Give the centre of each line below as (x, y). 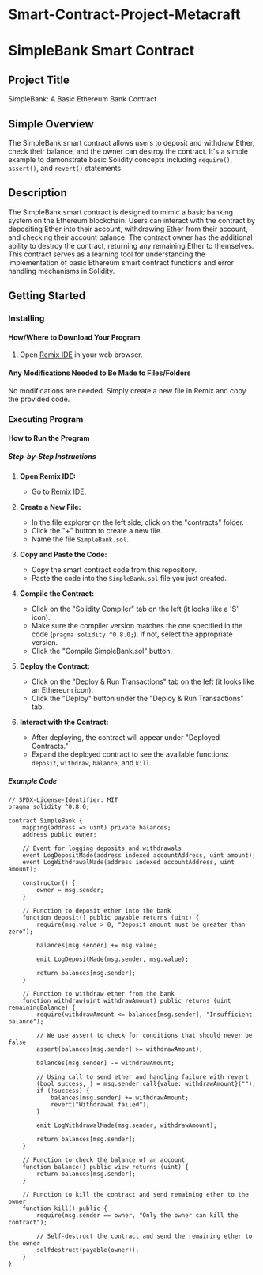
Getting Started (47, 296)
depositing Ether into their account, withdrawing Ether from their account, (128, 229)
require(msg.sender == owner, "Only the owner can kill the (137, 1215)
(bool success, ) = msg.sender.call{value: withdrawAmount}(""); (147, 1083)
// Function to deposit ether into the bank (97, 911)
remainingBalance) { (42, 1007)
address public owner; (60, 834)
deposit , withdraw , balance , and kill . (92, 763)
